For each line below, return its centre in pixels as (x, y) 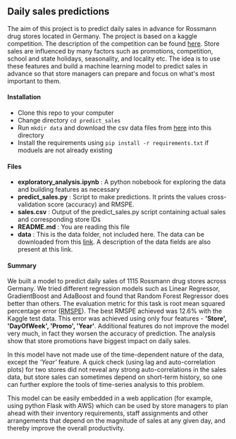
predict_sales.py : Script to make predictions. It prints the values (112, 197)
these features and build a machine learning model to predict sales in (107, 66)
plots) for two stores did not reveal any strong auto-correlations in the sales (117, 370)
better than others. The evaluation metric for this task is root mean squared (116, 304)
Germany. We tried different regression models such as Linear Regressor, (114, 289)
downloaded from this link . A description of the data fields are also (114, 242)
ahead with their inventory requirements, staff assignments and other (108, 413)
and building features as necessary (68, 190)
